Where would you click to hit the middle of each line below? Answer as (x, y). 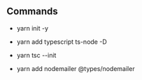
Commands (33, 11)
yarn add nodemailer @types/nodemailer (76, 68)
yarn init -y (33, 28)
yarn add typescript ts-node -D (62, 42)
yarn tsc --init (36, 55)
